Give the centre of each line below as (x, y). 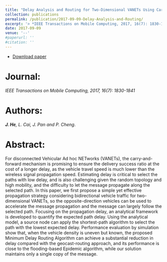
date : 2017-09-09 (23, 28)
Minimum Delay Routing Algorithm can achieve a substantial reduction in (79, 238)
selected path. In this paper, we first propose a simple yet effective (73, 190)
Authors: (24, 111)
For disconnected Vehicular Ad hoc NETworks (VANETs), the (67, 158)
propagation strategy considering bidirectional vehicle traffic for (71, 196)
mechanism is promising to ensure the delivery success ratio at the (91, 164)
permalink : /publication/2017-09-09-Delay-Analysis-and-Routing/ (74, 19)
